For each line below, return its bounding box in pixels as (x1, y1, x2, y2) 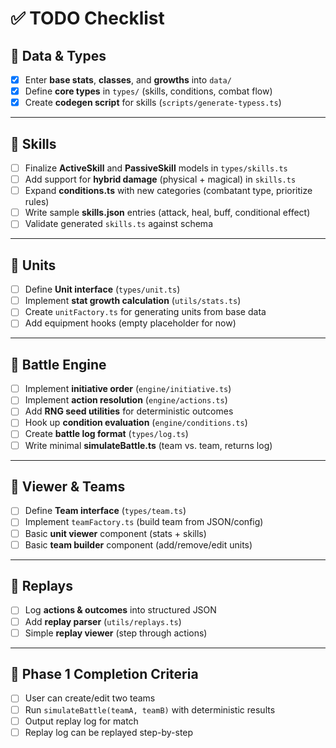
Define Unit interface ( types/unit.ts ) (24, 283, 181, 296)
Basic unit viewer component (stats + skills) (24, 527, 207, 539)
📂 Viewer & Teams (10, 478, 126, 495)
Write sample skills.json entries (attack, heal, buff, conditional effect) (24, 207, 311, 219)
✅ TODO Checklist (10, 7, 165, 30)
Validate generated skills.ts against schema (24, 218, 213, 230)
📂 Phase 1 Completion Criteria (10, 666, 199, 683)
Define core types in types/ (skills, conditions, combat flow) (24, 85, 273, 97)
